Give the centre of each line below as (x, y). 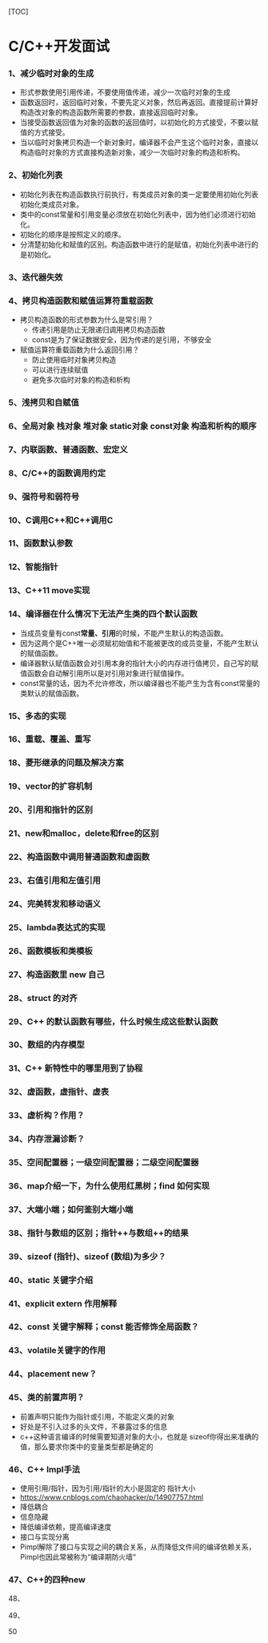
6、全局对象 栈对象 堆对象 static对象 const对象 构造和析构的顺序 (133, 426)
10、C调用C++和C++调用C (61, 520)
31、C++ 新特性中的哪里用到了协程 (76, 1068)
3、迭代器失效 (36, 277)
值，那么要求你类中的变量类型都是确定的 (86, 1447)
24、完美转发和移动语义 (55, 903)
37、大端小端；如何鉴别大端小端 (71, 1209)
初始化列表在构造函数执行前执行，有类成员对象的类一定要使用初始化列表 (139, 194)
